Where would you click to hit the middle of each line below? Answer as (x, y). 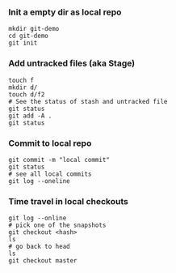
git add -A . (30, 116)
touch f (21, 80)
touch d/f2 (27, 94)
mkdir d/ (23, 87)
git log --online (38, 218)
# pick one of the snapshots (57, 225)
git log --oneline (39, 181)
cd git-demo (28, 36)
